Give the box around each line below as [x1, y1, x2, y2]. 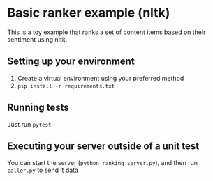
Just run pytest [7, 120, 52, 128]
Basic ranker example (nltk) [7, 5, 170, 21]
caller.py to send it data [7, 166, 79, 175]
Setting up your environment [7, 56, 135, 68]
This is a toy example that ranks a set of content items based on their [7, 28, 206, 36]
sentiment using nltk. [7, 35, 68, 43]
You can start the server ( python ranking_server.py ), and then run [7, 159, 198, 167]
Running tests [7, 102, 70, 113]
